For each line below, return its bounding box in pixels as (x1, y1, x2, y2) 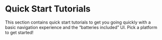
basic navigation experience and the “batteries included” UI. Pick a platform (5, 24, 158, 30)
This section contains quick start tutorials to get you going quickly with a (5, 19, 151, 25)
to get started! (5, 29, 34, 35)
